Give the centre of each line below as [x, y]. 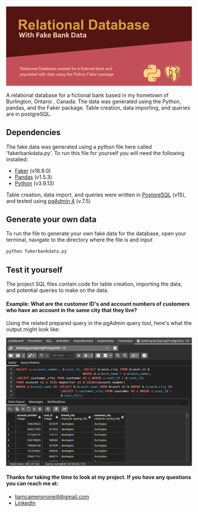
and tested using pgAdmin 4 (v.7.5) [49, 201]
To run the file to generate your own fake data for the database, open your [96, 234]
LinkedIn [25, 503]
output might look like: [33, 329]
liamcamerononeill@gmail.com [52, 497]
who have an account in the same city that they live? [72, 310]
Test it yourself [34, 270]
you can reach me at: [32, 484]
